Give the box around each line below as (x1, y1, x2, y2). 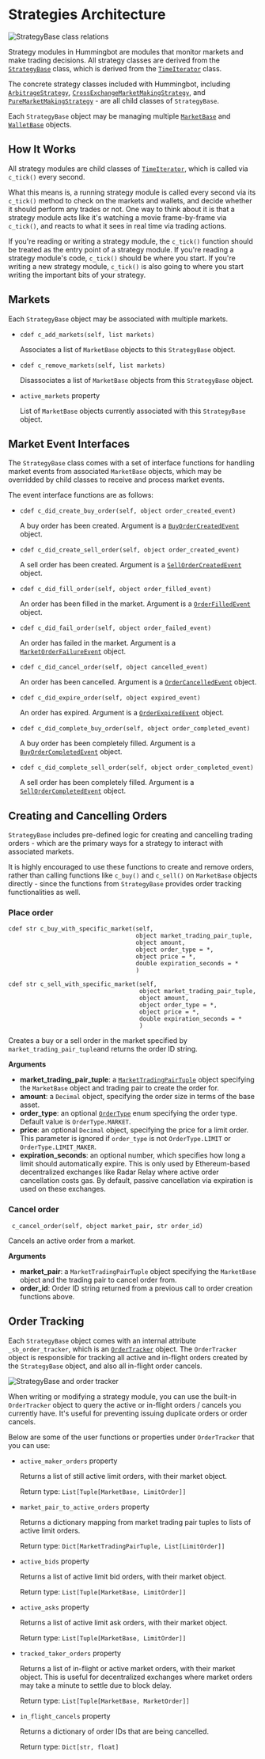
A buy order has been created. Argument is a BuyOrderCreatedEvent (19, 521, 240, 531)
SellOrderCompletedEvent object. (19, 786, 127, 796)
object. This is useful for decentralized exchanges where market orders (19, 1672, 253, 1681)
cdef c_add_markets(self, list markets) (19, 331, 155, 339)
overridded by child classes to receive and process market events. (8, 475, 225, 484)
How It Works (8, 142, 77, 156)
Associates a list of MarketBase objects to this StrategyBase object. (19, 344, 236, 354)
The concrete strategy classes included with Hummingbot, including (8, 79, 231, 89)
